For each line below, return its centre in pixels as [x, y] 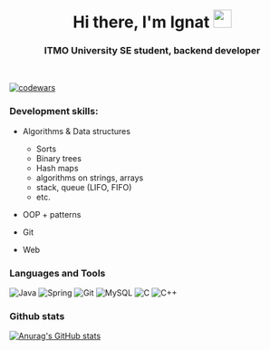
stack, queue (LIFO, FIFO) [84, 187]
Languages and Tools [58, 273]
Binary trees [58, 158]
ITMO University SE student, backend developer [152, 51]
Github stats [37, 316]
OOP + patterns [52, 214]
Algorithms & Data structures [77, 131]
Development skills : [54, 112]
